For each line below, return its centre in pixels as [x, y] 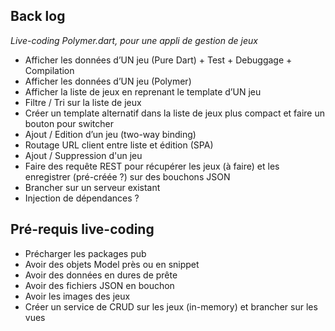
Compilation [49, 70]
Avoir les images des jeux [77, 296]
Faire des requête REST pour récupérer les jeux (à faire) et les [152, 166]
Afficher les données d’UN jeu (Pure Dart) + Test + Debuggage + [158, 60]
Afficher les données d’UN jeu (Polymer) [108, 81]
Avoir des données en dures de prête [101, 275]
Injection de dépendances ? [82, 198]
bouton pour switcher [69, 123]
